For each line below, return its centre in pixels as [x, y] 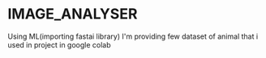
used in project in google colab [59, 44]
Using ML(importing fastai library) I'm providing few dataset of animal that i [133, 36]
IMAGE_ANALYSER [73, 14]
